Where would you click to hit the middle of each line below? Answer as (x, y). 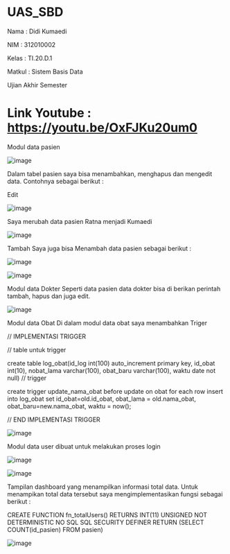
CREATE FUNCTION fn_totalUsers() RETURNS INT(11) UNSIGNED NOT (107, 514)
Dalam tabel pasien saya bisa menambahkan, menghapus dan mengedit (110, 173)
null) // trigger (27, 378)
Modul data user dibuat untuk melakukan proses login (84, 446)
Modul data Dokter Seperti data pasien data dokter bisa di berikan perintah (114, 288)
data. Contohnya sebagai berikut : (55, 181)
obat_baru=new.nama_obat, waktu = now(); (69, 406)
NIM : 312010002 (32, 44)
